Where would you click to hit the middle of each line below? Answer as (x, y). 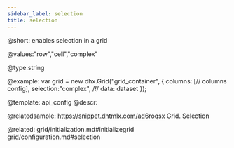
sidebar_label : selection (45, 14)
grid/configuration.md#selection (54, 137)
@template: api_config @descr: (53, 102)
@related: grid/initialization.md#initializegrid (71, 129)
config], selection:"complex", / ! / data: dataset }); (77, 88)
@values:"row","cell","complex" (53, 54)
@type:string (26, 67)
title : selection (33, 20)
